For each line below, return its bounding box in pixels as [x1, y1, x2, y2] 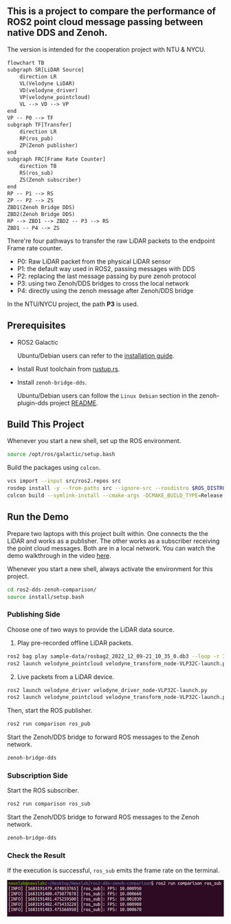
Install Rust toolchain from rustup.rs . [16, 365, 120, 373]
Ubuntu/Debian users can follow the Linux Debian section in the [16, 391, 198, 400]
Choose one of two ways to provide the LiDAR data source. [7, 625, 175, 634]
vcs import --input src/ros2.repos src [7, 477, 122, 484]
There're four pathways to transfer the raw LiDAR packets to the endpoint [7, 237, 215, 245]
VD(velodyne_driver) [19, 87, 78, 94]
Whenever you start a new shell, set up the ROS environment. [7, 437, 181, 445]
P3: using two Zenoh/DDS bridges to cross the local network [16, 279, 189, 288]
